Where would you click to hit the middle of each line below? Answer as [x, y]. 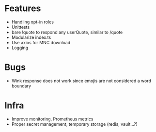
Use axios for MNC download [41, 42]
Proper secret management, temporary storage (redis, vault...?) [74, 124]
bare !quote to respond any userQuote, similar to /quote [67, 32]
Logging [20, 48]
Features [23, 8]
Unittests [21, 27]
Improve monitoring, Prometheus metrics [52, 119]
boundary [21, 86]
